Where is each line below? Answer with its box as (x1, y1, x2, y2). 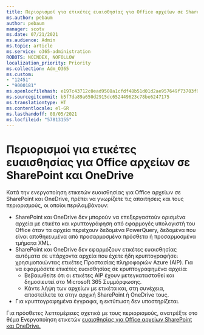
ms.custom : (6, 71, 34, 77)
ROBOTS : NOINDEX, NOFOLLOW (6, 54, 75, 60)
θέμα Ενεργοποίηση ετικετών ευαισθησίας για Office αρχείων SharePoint (6, 316, 192, 323)
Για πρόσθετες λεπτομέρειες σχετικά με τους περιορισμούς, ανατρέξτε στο (6, 309, 198, 317)
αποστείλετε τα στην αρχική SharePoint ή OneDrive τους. (24, 291, 169, 298)
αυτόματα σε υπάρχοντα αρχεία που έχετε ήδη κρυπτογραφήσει (15, 252, 178, 259)
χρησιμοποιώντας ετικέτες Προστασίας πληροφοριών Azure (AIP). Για (15, 259, 193, 266)
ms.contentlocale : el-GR (6, 105, 69, 111)
